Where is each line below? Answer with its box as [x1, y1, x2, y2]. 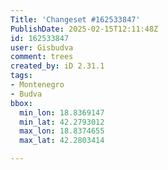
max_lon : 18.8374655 [19, 126, 105, 136]
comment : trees [10, 52, 74, 62]
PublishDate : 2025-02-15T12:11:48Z [10, 24, 159, 34]
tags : [10, 71, 33, 81]
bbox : [10, 98, 33, 108]
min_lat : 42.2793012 [19, 117, 105, 127]
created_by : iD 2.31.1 [10, 61, 105, 71]
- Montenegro [10, 80, 65, 90]
